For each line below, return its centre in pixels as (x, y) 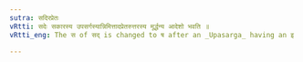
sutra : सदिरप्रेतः (34, 18)
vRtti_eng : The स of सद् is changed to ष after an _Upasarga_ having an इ (152, 35)
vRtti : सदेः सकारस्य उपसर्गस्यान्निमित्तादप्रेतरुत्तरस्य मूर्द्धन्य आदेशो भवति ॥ (110, 26)
